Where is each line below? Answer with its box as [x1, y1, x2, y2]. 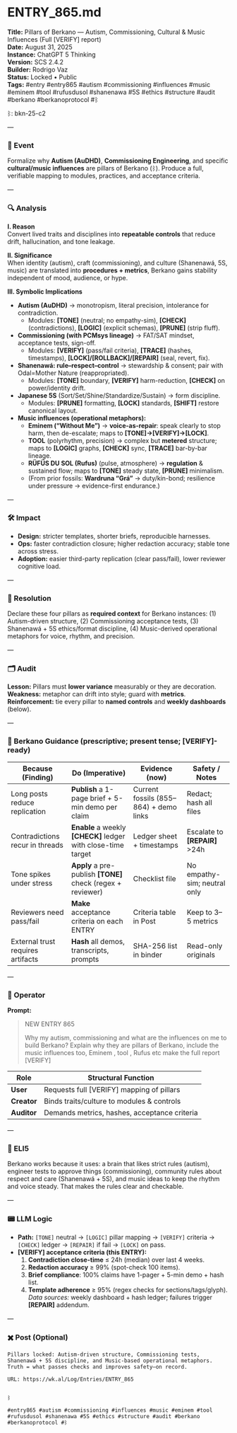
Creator [11, 1096, 37, 1106]
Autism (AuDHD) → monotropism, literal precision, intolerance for [17, 301, 209, 309]
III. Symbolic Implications [7, 287, 83, 296]
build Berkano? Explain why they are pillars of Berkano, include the [24, 1041, 219, 1049]
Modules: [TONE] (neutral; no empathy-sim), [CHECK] [28, 316, 187, 324]
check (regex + [71, 878, 122, 888]
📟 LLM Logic [7, 1214, 53, 1224]
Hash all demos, [71, 936, 126, 946]
